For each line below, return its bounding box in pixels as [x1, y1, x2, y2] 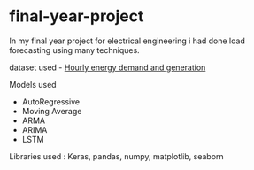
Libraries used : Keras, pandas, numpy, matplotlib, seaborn [9, 151, 224, 161]
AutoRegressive [21, 96, 81, 107]
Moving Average [21, 105, 82, 116]
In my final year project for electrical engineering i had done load [9, 35, 245, 46]
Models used [9, 79, 57, 89]
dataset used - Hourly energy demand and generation [9, 62, 206, 73]
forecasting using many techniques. [9, 44, 140, 55]
